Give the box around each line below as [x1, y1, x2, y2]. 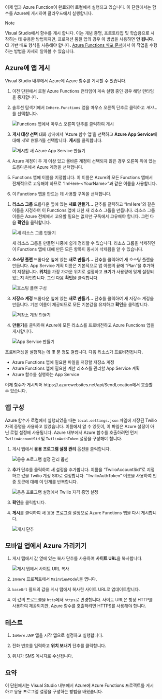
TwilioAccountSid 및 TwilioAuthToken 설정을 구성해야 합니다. [5, 435, 122, 441]
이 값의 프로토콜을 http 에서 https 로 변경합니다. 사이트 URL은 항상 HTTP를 [12, 597, 153, 603]
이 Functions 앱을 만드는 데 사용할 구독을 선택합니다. [12, 191, 112, 197]
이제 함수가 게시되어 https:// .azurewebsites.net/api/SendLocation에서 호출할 [5, 381, 153, 388]
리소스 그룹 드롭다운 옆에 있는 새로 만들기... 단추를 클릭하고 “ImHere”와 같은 [12, 201, 156, 207]
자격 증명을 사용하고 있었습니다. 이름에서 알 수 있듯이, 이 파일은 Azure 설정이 [5, 423, 149, 429]
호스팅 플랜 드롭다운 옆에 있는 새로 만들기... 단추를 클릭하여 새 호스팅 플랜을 [12, 256, 154, 262]
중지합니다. [17, 94, 39, 100]
